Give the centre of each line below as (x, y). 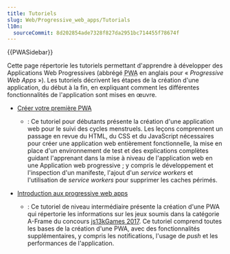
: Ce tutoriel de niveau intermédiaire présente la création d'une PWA (123, 207)
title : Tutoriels (32, 13)
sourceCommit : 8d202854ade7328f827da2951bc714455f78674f (96, 33)
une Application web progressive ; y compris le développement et (120, 165)
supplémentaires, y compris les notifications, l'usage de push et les (123, 236)
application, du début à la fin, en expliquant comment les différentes (103, 87)
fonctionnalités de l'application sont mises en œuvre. (82, 95)
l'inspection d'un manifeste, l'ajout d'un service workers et (110, 173)
